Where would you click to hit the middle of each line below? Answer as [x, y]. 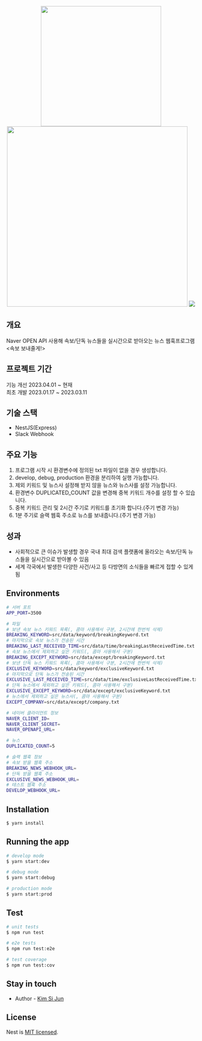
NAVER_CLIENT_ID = [28, 719]
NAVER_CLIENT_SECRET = [33, 724]
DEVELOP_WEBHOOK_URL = [33, 791]
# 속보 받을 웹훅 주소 [29, 763]
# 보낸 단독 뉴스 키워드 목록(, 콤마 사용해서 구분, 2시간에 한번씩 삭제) [85, 663]
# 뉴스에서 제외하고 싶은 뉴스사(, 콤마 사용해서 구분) [64, 696]
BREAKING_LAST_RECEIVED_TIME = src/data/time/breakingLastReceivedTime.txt [101, 646]
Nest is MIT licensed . [32, 1032]
